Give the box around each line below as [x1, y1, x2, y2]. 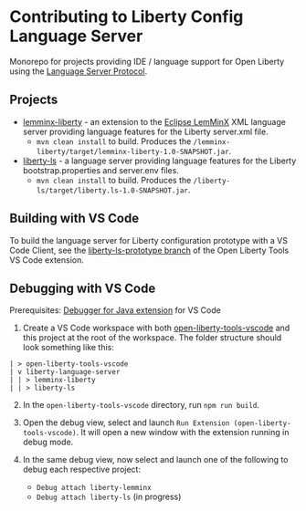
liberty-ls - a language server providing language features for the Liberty [22, 155, 297, 166]
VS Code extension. [9, 254, 84, 266]
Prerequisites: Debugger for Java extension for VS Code [9, 305, 221, 316]
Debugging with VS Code [9, 280, 156, 296]
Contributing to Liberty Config [9, 6, 244, 27]
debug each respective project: [22, 464, 142, 475]
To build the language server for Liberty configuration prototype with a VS [9, 235, 289, 245]
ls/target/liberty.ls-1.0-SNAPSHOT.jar [36, 185, 189, 195]
